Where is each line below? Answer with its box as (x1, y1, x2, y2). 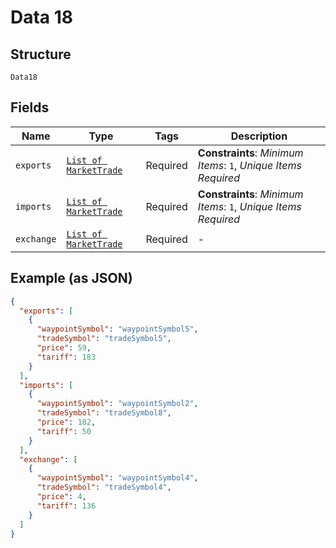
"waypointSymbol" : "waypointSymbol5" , (36, 324, 199, 335)
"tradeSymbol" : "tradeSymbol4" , (36, 482, 172, 493)
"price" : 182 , (36, 417, 97, 427)
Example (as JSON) (10, 270, 133, 287)
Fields (10, 99, 50, 116)
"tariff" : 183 (36, 352, 97, 362)
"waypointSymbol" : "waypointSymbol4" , (36, 473, 199, 483)
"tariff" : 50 (36, 426, 92, 436)
